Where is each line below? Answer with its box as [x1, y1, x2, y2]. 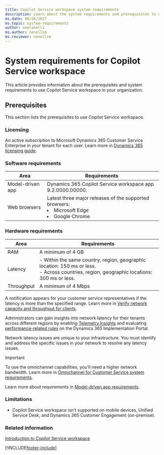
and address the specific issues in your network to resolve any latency [5, 340, 147, 346]
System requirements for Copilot [5, 56, 141, 66]
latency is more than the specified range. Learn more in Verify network [5, 300, 147, 306]
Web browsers [7, 204, 41, 211]
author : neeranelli [5, 25, 45, 30]
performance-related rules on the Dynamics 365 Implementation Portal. [5, 325, 149, 331]
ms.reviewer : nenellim [5, 35, 51, 40]
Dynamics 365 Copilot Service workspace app [47, 181, 154, 188]
